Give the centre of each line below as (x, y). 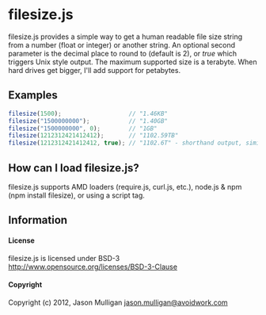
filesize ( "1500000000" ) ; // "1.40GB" (88, 121)
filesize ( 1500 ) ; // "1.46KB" (88, 113)
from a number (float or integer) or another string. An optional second (122, 44)
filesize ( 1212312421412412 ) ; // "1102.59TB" (93, 136)
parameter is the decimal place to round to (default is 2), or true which (123, 53)
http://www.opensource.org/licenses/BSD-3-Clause (93, 267)
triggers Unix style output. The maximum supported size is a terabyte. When (133, 62)
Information (38, 220)
